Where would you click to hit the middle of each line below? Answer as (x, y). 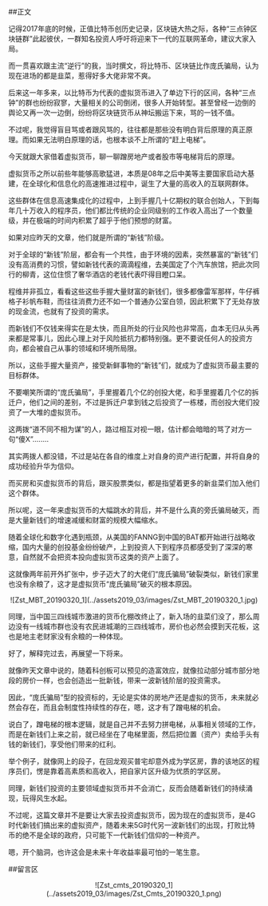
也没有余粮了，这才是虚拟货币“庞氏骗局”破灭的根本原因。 (102, 584)
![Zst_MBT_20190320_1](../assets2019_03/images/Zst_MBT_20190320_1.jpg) (134, 600)
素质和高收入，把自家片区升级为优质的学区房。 (148, 771)
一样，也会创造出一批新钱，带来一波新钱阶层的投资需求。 (130, 680)
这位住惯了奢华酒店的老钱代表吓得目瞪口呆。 (116, 274)
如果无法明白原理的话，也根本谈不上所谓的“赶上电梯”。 (120, 139)
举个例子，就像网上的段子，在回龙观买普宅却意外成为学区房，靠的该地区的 (130, 761)
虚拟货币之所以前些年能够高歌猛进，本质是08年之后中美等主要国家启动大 (128, 173)
